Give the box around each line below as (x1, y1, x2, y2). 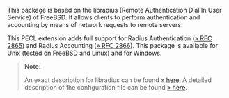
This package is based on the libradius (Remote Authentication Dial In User (7, 6, 222, 14)
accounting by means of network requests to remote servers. (7, 21, 183, 28)
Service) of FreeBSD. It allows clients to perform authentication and (7, 13, 200, 22)
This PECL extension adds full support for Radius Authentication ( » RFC (7, 34, 212, 42)
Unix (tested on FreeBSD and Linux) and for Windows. (7, 49, 162, 57)
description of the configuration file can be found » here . (24, 83, 188, 91)
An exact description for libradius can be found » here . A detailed (24, 76, 212, 84)
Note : (24, 63, 41, 70)
